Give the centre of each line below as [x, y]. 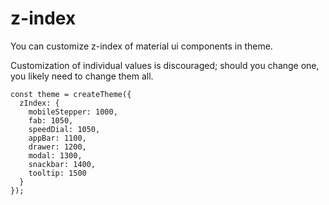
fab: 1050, [51, 120]
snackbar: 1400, [62, 164]
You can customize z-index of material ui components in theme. [141, 46]
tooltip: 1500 [57, 173]
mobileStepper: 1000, [73, 112]
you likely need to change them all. [82, 76]
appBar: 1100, [57, 138]
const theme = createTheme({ [71, 94]
